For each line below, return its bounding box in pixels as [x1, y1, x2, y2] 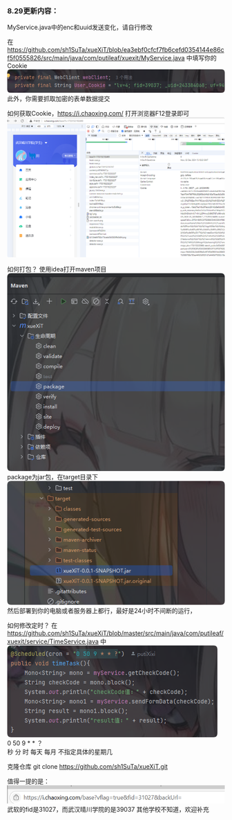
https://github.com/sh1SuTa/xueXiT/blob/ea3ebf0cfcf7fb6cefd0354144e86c [7, 46, 224, 54]
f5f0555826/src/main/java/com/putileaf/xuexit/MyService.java [7, 54, 185, 62]
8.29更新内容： [7, 6, 59, 15]
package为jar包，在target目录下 [7, 473, 99, 481]
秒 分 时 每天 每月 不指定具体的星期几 [7, 748, 113, 756]
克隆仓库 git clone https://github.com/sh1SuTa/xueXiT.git [7, 763, 168, 771]
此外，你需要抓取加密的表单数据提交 [7, 94, 110, 102]
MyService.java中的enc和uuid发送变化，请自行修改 [7, 23, 153, 32]
